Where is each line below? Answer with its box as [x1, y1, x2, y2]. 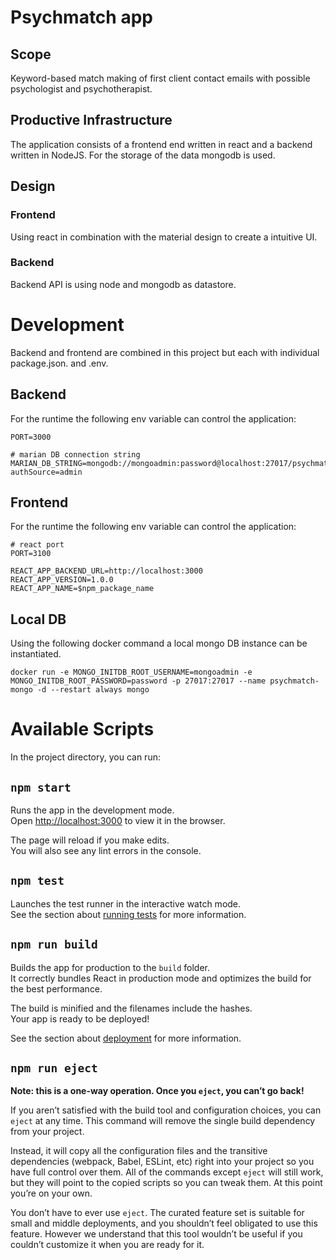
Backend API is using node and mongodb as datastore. [10, 278, 237, 290]
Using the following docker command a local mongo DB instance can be [10, 637, 308, 650]
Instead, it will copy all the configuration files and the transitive [10, 1145, 268, 1157]
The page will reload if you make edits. [10, 834, 170, 846]
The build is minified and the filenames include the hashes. [10, 1002, 253, 1014]
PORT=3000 [10, 432, 52, 442]
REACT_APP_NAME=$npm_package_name [10, 584, 155, 594]
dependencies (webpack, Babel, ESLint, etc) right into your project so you [10, 1156, 315, 1168]
